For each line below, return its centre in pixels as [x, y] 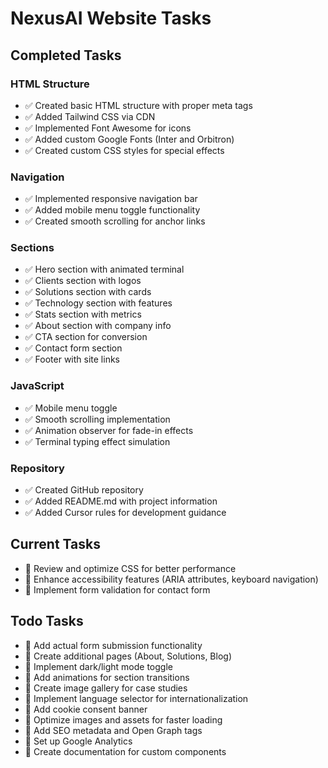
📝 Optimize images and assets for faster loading [123, 719]
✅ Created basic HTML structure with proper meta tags [138, 105]
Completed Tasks [66, 55]
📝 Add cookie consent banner [86, 709]
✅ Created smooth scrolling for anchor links [115, 221]
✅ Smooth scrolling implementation [97, 419]
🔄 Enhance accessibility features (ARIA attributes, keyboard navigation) [171, 579]
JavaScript [37, 386]
